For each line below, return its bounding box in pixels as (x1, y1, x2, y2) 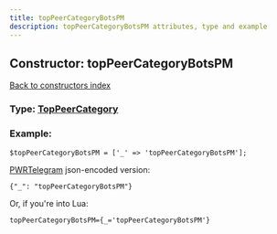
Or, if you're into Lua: (9, 197, 89, 208)
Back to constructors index (9, 80, 112, 91)
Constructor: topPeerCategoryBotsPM (9, 56, 234, 71)
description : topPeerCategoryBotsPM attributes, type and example (9, 22, 268, 31)
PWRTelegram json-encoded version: (9, 164, 151, 175)
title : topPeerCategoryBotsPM (9, 13, 125, 23)
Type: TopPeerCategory (9, 102, 119, 115)
